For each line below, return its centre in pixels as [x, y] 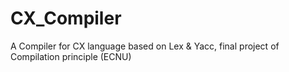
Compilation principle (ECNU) [71, 56]
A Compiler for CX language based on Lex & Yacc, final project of [145, 46]
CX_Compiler [66, 18]
